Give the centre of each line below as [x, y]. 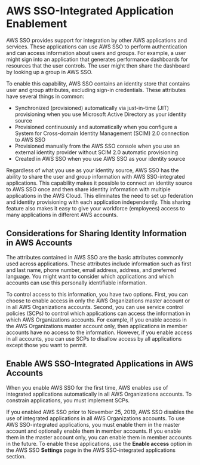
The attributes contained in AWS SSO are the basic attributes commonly [95, 257]
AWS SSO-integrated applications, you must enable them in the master [93, 424]
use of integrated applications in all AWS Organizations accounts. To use [96, 418]
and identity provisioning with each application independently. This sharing [99, 202]
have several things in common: [45, 96]
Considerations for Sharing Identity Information [96, 233]
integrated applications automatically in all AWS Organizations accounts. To [99, 394]
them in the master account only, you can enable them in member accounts [99, 437]
